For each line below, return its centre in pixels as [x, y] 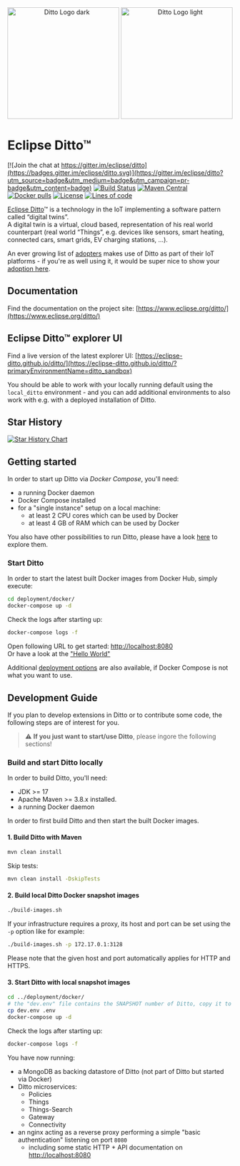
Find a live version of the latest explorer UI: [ [72, 356]
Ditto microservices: [47, 1086]
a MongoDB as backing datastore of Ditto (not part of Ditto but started [121, 1071]
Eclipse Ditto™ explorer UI [65, 338]
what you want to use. [40, 675]
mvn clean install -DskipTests [54, 879]
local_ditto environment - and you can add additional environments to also [119, 392]
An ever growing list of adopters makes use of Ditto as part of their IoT [111, 253]
